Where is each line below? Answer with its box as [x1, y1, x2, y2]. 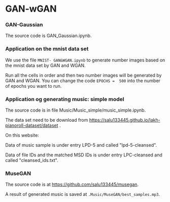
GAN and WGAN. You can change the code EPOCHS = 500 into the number [5, 77, 161, 84]
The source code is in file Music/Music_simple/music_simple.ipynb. [5, 107, 146, 113]
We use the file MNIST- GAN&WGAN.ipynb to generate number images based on [5, 57, 165, 63]
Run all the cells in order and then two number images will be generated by [5, 72, 162, 78]
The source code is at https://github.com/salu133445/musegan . [5, 181, 139, 188]
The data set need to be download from [5, 117, 88, 123]
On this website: [5, 132, 39, 139]
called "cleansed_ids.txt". [5, 157, 58, 163]
